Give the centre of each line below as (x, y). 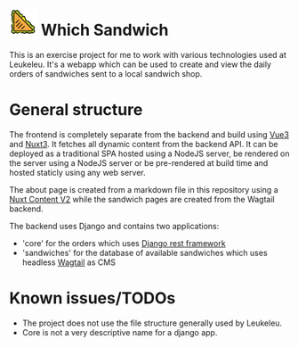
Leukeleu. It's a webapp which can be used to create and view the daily (140, 64)
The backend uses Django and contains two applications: (114, 226)
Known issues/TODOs (93, 298)
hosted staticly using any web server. (77, 172)
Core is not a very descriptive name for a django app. (120, 332)
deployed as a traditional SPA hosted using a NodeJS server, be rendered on (149, 153)
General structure (76, 110)
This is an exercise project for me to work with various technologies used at (148, 54)
